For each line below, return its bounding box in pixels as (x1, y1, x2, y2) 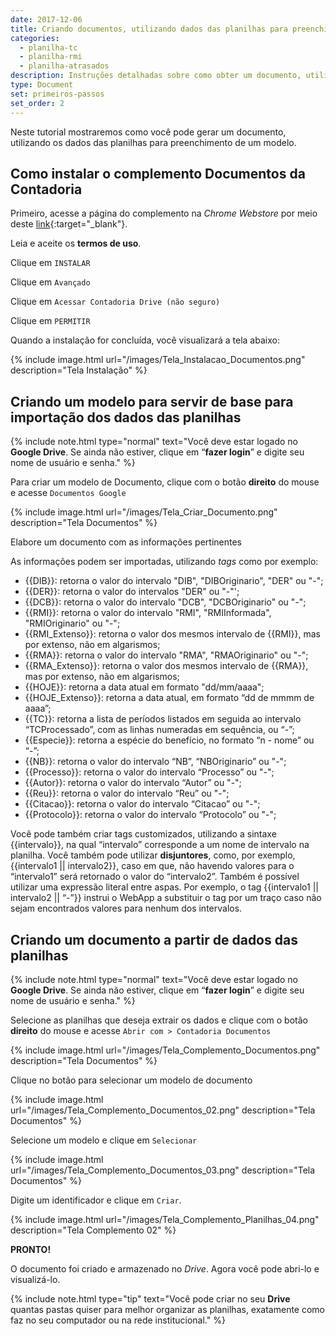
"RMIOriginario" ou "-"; (24, 617, 121, 630)
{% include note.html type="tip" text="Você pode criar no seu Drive (10, 1292, 291, 1305)
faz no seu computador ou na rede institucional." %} (10, 1314, 226, 1326)
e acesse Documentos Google (10, 487, 127, 499)
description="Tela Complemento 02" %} (10, 1224, 177, 1236)
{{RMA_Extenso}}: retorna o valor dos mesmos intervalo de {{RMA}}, (24, 660, 309, 672)
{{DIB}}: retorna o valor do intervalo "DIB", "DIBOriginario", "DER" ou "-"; (24, 575, 324, 587)
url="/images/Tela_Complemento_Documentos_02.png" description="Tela (10, 1104, 316, 1116)
